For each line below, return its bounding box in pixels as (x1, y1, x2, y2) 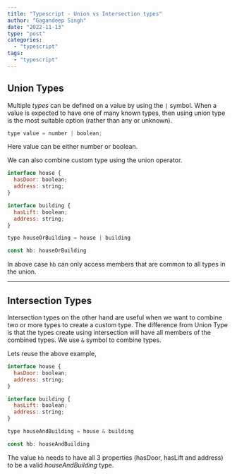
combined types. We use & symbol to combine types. (7, 336, 162, 344)
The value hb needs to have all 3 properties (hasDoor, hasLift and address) (7, 453, 224, 462)
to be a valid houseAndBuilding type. (7, 460, 114, 469)
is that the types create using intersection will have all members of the (7, 329, 212, 336)
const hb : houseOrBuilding (7, 248, 87, 255)
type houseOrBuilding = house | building (7, 234, 131, 242)
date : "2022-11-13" (7, 23, 65, 30)
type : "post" (7, 30, 46, 37)
